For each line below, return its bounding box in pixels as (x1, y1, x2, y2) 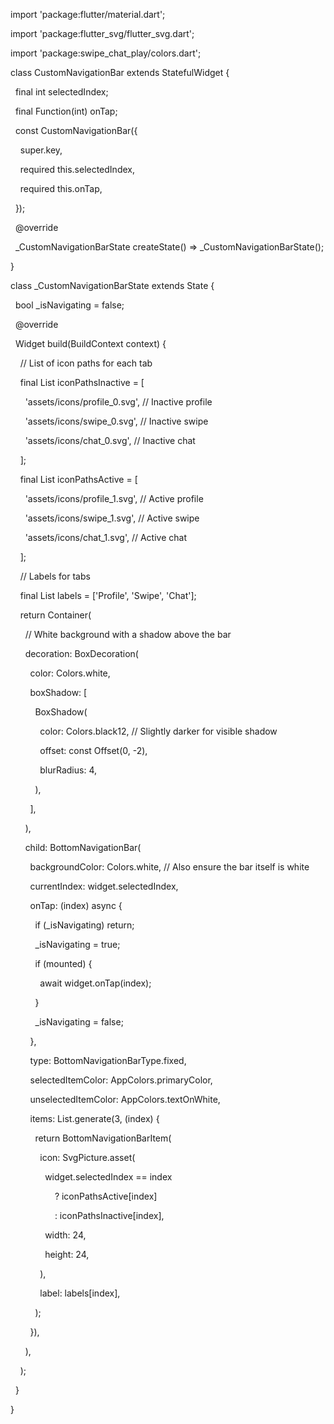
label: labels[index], (39, 1287, 121, 1299)
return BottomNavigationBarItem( (34, 1132, 172, 1144)
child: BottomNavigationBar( (24, 842, 142, 853)
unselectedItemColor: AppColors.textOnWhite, (29, 1094, 221, 1105)
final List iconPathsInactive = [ (19, 377, 145, 388)
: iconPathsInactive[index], (54, 1210, 165, 1221)
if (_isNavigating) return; (34, 919, 135, 931)
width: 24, (44, 1229, 87, 1241)
